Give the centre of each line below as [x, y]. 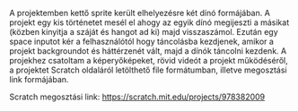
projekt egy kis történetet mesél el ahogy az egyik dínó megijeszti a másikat [149, 22]
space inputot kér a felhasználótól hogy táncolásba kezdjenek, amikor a [141, 41]
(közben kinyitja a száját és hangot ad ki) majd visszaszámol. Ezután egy [144, 32]
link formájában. [39, 79]
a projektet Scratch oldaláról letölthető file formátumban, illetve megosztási [148, 70]
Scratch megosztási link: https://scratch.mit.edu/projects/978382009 [137, 97]
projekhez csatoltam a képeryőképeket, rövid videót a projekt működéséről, [149, 60]
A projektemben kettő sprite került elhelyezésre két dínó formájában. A [140, 13]
